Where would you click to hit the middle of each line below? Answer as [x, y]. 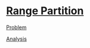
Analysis [17, 39]
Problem [16, 27]
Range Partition [45, 11]
